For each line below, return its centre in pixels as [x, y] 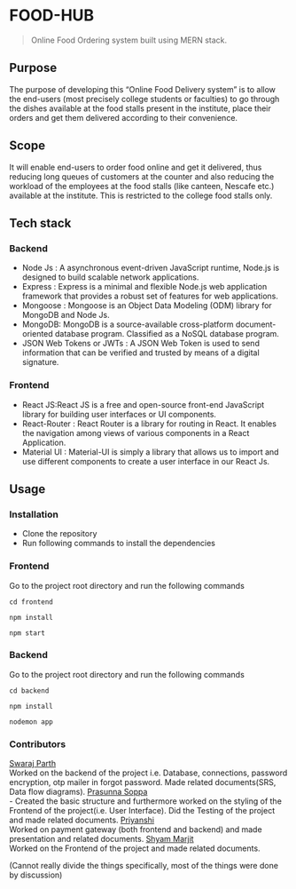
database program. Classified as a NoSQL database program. [167, 334]
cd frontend [31, 602]
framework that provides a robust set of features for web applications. [150, 296]
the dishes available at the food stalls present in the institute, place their [140, 108]
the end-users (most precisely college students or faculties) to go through [144, 99]
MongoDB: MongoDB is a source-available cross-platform [128, 324]
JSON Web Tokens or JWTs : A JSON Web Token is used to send [140, 344]
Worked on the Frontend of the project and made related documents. [135, 848]
